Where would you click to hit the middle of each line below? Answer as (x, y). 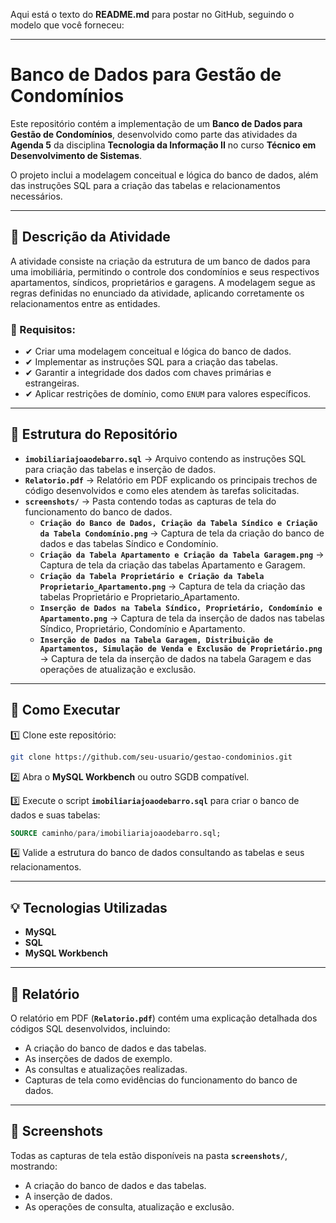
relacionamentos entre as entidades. (85, 303)
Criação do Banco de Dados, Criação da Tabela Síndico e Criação (178, 523)
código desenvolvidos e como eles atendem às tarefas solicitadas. (162, 490)
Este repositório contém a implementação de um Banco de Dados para (156, 123)
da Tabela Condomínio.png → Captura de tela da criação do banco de (182, 533)
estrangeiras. (52, 383)
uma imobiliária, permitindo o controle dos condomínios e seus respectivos (165, 271)
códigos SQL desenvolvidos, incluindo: (90, 1029)
